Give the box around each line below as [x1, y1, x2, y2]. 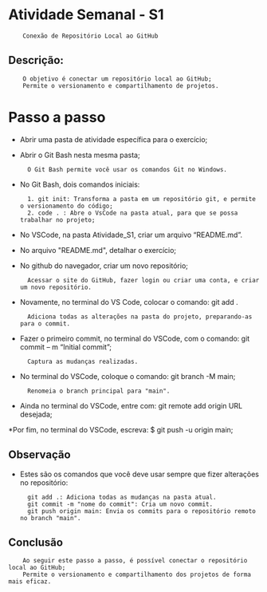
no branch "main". [19, 514, 81, 522]
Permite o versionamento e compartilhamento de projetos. [22, 81, 219, 89]
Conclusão [8, 535, 64, 549]
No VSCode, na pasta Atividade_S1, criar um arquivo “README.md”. [19, 230, 243, 239]
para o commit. [19, 319, 71, 328]
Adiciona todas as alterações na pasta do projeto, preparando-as [27, 313, 253, 321]
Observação [8, 448, 71, 462]
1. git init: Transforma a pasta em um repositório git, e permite [27, 195, 257, 203]
